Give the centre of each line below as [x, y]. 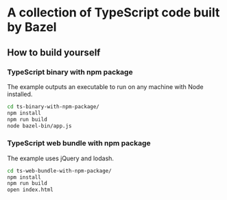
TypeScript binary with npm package [70, 72]
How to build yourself [54, 52]
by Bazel [32, 27]
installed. [20, 94]
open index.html [30, 190]
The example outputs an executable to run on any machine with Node [105, 86]
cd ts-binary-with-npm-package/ [53, 107]
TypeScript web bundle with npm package [79, 143]
